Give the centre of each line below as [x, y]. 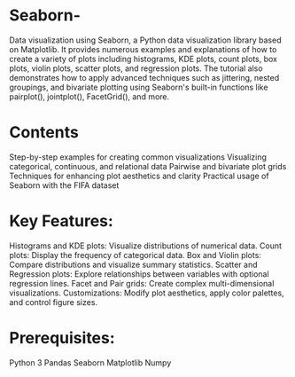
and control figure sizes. [54, 302]
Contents [44, 133]
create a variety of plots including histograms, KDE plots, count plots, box [143, 59]
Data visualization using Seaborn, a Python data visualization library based [145, 40]
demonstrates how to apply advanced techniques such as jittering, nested [144, 77]
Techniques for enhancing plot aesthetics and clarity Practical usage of [139, 176]
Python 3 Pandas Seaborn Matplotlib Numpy [90, 362]
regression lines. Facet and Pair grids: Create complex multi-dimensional [142, 283]
